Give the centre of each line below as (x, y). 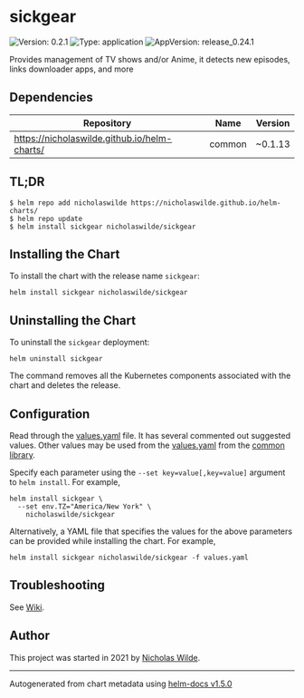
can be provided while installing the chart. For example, (113, 541)
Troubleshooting (57, 585)
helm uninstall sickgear (56, 359)
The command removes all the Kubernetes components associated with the (150, 376)
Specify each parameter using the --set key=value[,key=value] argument (147, 472)
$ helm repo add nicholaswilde (68, 203)
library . (23, 455)
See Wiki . (27, 607)
